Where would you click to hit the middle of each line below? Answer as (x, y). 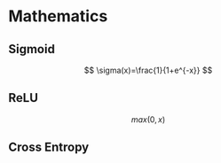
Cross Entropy (49, 147)
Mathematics (58, 16)
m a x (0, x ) (148, 119)
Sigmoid (32, 49)
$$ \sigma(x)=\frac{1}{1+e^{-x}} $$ (148, 70)
